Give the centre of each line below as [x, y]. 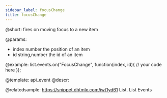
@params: [16, 39]
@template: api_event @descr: [37, 80]
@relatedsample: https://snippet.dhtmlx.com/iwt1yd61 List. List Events [79, 89]
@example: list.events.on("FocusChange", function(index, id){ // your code [83, 64]
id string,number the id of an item [48, 55]
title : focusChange [26, 15]
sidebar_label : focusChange [35, 10]
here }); [13, 70]
